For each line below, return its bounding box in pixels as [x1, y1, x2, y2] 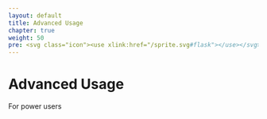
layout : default [8, 11, 62, 20]
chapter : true [8, 26, 56, 34]
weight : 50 [8, 33, 44, 42]
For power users [8, 102, 62, 111]
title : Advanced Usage [8, 19, 83, 27]
